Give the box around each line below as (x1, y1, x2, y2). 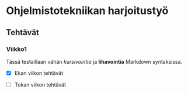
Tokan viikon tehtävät (14, 81, 66, 88)
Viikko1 (6, 45, 27, 53)
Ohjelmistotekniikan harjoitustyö (6, 4, 169, 18)
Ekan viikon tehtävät (14, 69, 64, 77)
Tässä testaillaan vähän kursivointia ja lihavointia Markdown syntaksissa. (6, 58, 183, 65)
